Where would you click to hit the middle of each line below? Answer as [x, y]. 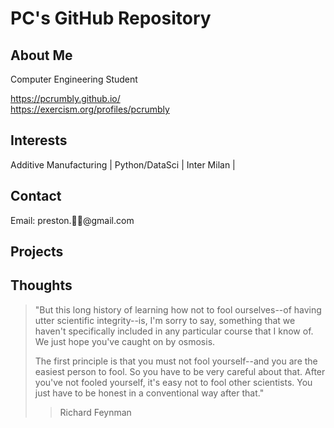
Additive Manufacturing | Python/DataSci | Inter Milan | [123, 164]
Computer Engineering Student [74, 79]
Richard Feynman [95, 412]
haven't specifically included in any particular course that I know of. [174, 331]
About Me [41, 55]
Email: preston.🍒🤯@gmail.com [72, 220]
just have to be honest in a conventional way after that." [149, 393]
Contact [36, 196]
